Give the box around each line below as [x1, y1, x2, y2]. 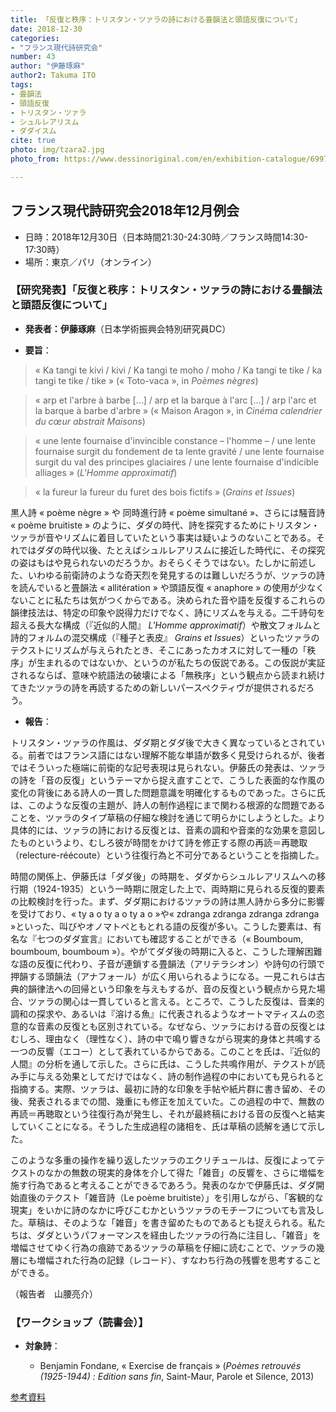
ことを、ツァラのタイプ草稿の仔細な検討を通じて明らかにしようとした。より [10, 811, 326, 823]
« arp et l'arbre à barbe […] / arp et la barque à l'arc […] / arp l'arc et [34, 394, 317, 406]
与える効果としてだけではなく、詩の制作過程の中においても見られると [36, 1070, 325, 1082]
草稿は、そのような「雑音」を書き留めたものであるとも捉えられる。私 [27, 1216, 317, 1228]
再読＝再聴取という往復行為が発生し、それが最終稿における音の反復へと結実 [10, 1107, 326, 1120]
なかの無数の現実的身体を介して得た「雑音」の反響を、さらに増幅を [44, 1166, 326, 1178]
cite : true [10, 136, 56, 146]
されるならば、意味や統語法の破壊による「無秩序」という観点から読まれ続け [10, 669, 326, 681]
